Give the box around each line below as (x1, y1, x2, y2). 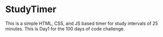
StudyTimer (5, 4, 57, 15)
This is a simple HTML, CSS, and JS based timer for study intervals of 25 (5, 20, 158, 26)
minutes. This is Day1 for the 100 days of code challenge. (5, 25, 125, 31)
